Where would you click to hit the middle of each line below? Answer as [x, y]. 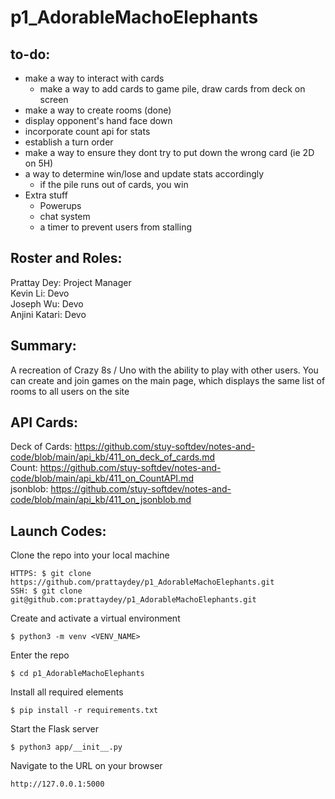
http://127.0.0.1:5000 [57, 784]
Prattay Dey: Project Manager [71, 282]
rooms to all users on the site [70, 391]
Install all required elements [67, 692]
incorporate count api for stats [87, 131]
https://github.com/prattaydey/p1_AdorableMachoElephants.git [142, 582]
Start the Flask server [55, 729]
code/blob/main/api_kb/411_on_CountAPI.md [102, 478]
